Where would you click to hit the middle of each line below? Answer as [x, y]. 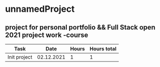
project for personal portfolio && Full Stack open [80, 27]
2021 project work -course [47, 35]
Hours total [103, 49]
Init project [20, 57]
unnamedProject [40, 9]
